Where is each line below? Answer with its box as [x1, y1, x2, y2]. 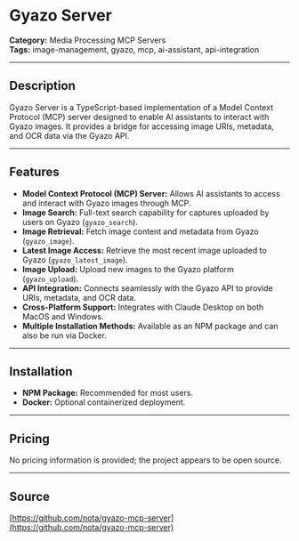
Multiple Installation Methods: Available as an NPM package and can [21, 320, 279, 331]
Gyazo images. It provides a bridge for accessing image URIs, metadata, [9, 121, 274, 132]
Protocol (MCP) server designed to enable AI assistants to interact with [9, 111, 270, 122]
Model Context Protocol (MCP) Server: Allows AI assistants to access [21, 188, 280, 198]
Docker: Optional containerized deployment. [21, 397, 186, 408]
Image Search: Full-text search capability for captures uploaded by [21, 206, 270, 218]
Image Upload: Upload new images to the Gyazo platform [21, 263, 234, 274]
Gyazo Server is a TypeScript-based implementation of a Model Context [9, 101, 274, 112]
